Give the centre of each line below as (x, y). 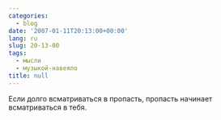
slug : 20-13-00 (34, 46)
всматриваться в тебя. (48, 107)
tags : (17, 53)
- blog (27, 23)
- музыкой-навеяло (47, 68)
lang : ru (23, 38)
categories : (28, 16)
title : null (28, 76)
